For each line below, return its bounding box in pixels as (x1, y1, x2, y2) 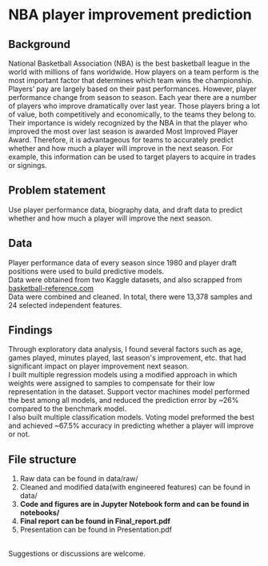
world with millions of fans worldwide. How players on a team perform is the (8, 67, 259, 77)
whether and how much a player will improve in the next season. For (8, 144, 234, 153)
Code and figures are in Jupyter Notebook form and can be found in (19, 500, 250, 509)
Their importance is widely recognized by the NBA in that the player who (8, 118, 248, 127)
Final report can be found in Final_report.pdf (19, 516, 170, 526)
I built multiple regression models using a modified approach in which (8, 370, 238, 380)
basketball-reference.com (8, 283, 94, 293)
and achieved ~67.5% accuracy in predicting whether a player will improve (8, 421, 254, 431)
